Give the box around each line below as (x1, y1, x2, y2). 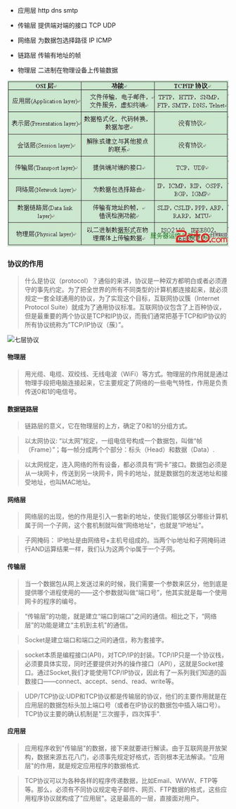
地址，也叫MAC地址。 (30, 478, 95, 487)
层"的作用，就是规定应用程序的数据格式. (24, 761, 140, 770)
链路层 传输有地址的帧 (17, 51, 81, 59)
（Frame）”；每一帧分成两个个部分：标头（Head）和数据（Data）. (24, 445, 216, 454)
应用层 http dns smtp (17, 6, 79, 14)
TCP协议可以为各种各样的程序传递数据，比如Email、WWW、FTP (24, 776, 212, 784)
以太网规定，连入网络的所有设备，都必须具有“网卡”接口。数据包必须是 (24, 460, 228, 469)
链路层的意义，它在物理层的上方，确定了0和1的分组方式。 (24, 421, 192, 431)
